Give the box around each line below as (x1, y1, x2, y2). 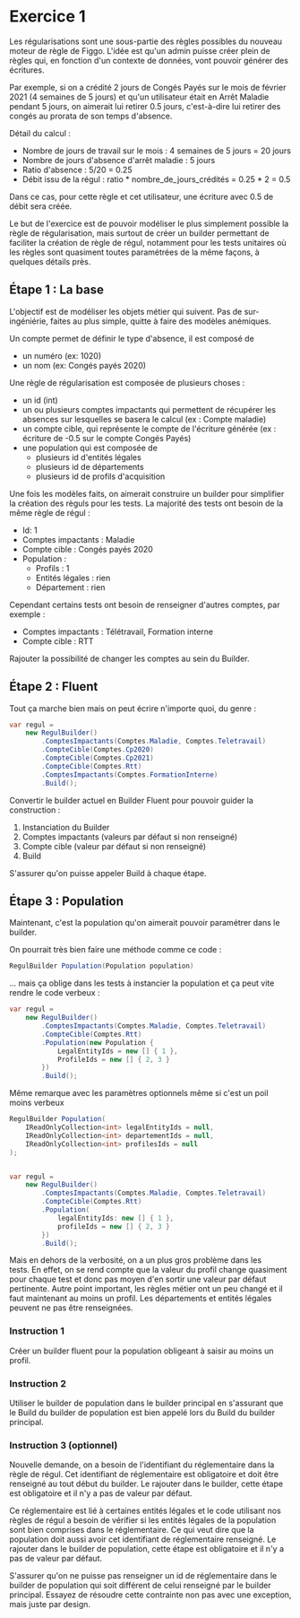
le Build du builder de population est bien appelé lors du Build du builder (9, 1406, 276, 1418)
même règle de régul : (9, 507, 91, 518)
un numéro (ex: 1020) (21, 350, 102, 361)
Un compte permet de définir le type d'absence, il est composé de (9, 333, 255, 344)
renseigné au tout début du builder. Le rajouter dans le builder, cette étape (9, 1478, 284, 1490)
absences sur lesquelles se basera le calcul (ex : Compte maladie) (21, 413, 267, 424)
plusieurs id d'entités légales (35, 451, 141, 463)
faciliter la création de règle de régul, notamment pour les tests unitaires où (9, 237, 287, 248)
